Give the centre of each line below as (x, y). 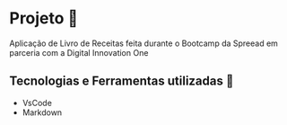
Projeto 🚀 (44, 18)
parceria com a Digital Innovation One (79, 52)
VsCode (37, 103)
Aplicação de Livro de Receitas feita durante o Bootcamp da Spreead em (143, 43)
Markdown (42, 112)
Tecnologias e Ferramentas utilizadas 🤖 (122, 81)
